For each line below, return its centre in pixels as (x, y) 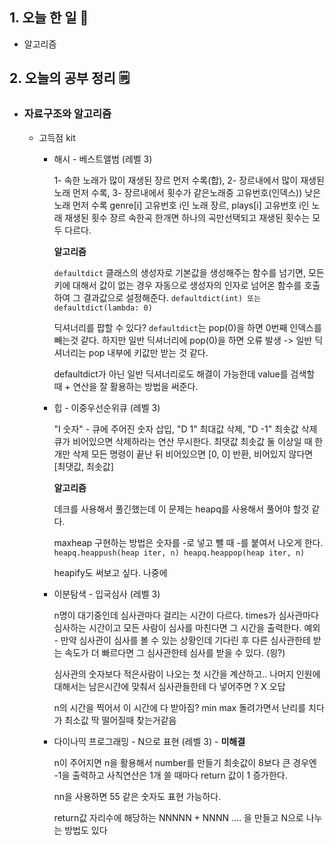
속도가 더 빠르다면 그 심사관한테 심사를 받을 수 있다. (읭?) (175, 652)
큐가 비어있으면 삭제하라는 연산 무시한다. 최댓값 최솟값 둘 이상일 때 (183, 441)
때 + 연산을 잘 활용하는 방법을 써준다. (126, 386)
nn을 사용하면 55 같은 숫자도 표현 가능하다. (137, 796)
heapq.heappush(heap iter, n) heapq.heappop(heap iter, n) (179, 553)
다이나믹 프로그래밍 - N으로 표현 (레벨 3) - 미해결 (149, 741)
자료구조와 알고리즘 (67, 114)
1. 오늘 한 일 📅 (49, 18)
